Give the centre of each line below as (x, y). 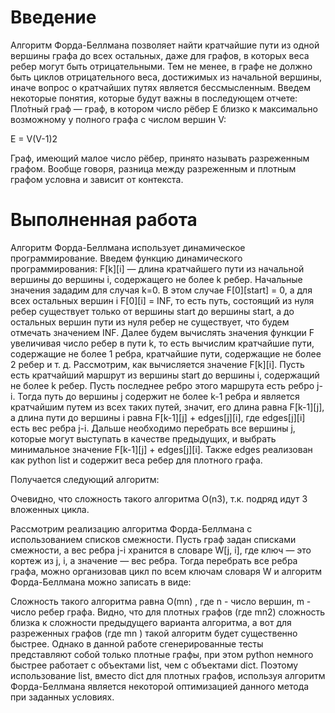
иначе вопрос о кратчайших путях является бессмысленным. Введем (161, 87)
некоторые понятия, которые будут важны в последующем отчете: (154, 98)
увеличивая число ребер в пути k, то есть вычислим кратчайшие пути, (162, 343)
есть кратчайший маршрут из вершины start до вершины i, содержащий (165, 375)
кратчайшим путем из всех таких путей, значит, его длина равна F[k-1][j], (167, 407)
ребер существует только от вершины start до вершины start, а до (152, 311)
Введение (53, 17)
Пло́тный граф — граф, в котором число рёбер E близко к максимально (164, 108)
